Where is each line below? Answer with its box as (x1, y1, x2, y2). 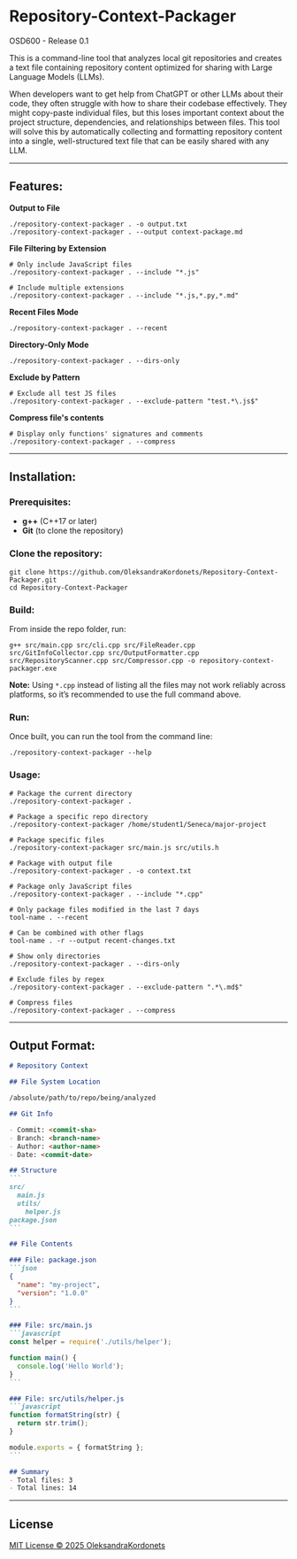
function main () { (9, 1354, 77, 1362)
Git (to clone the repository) (21, 525, 124, 536)
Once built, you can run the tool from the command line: (9, 731, 213, 742)
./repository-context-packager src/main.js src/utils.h (9, 843, 219, 852)
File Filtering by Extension (9, 243, 107, 253)
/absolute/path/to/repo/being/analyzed (9, 1093, 156, 1103)
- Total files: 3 (9, 1476, 73, 1485)
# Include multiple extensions (9, 283, 125, 292)
